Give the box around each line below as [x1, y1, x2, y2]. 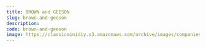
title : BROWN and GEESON [6, 9, 70, 15]
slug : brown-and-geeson [6, 15, 67, 21]
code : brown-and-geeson [6, 26, 67, 32]
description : [6, 20, 40, 26]
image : [6, 32, 23, 38]
